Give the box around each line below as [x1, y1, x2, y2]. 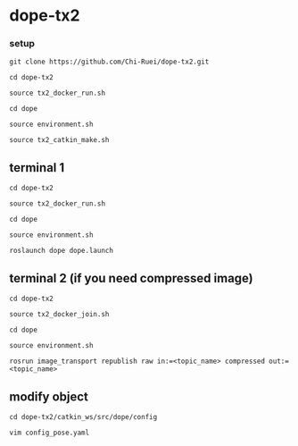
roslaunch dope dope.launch [9, 247, 114, 256]
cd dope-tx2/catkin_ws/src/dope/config [9, 412, 158, 421]
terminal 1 [9, 160, 65, 175]
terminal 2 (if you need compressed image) [9, 270, 254, 286]
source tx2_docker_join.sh [9, 310, 110, 319]
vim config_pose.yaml [9, 428, 90, 437]
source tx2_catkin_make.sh [9, 136, 110, 145]
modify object [9, 389, 89, 404]
